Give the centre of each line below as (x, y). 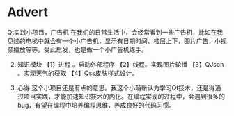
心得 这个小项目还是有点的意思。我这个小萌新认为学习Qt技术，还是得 (116, 88)
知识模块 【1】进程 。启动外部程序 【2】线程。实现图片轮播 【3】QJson (120, 64)
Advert (28, 12)
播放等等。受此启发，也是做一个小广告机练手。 (80, 49)
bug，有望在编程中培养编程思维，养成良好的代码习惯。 (96, 105)
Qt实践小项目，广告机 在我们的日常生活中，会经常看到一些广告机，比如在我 (115, 32)
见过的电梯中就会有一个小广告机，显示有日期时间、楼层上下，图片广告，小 (114, 41)
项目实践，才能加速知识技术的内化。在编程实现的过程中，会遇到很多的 (124, 96)
